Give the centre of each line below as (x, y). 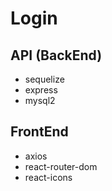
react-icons (48, 177)
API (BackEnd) (56, 55)
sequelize (44, 79)
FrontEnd (39, 132)
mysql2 (40, 100)
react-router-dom (61, 166)
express (41, 90)
